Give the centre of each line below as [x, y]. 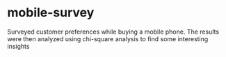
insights [18, 46]
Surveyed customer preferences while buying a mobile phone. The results [113, 32]
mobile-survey [51, 13]
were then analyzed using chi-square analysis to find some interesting [108, 38]
